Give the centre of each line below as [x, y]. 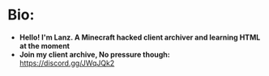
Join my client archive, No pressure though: [95, 54]
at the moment [45, 45]
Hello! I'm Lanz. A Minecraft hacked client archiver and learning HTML [140, 37]
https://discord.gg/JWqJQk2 [67, 63]
